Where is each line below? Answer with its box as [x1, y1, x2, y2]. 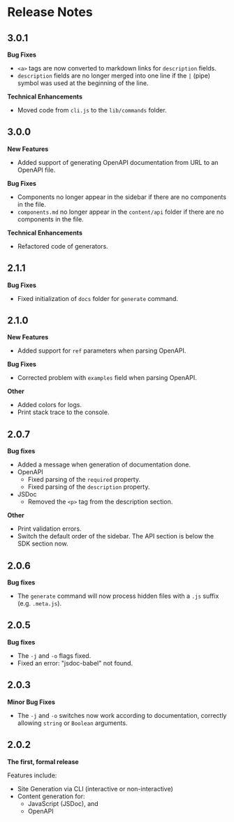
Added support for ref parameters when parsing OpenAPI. [17, 346, 187, 355]
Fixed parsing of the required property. [27, 476, 141, 484]
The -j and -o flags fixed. [17, 651, 92, 660]
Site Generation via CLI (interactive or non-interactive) [17, 784, 173, 793]
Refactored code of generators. [17, 242, 108, 250]
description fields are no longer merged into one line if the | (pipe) [17, 71, 211, 80]
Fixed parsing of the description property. [27, 483, 150, 491]
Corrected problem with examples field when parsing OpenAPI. [17, 374, 197, 382]
